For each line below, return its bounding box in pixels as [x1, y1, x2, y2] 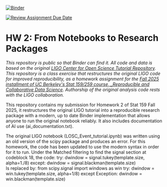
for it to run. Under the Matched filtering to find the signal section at [6, 149, 147, 155]
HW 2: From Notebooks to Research [6, 32, 158, 44]
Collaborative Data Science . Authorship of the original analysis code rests [6, 86, 160, 92]
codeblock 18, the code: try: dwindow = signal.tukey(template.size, [6, 154, 145, 160]
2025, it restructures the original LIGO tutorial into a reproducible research [6, 107, 160, 113]
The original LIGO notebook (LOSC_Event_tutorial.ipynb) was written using [6, 133, 160, 139]
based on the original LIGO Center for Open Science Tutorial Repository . [6, 65, 156, 71]
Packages [6, 43, 48, 55]
